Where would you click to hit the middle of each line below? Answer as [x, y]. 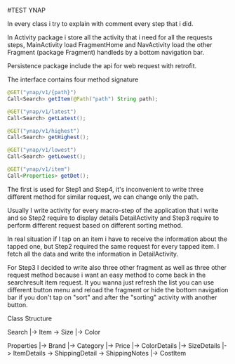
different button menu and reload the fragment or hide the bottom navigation [118, 290]
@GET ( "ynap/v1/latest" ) [42, 112]
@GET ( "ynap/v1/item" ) [39, 169]
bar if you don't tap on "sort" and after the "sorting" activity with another [112, 297]
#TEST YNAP [26, 10]
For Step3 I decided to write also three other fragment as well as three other [117, 267]
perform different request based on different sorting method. [95, 225]
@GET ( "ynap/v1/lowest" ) [42, 150]
